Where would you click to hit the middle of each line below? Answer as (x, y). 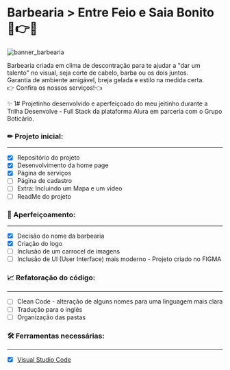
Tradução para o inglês (50, 309)
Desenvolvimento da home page (63, 165)
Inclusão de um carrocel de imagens (68, 251)
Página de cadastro (44, 181)
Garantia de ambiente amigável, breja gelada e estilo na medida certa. (105, 79)
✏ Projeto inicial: (35, 136)
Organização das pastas (51, 317)
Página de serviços (44, 173)
